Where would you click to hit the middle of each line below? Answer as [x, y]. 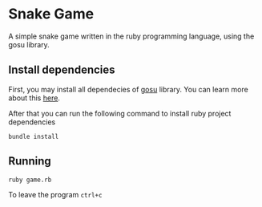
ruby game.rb [30, 180]
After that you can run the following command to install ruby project [120, 113]
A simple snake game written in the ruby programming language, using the [131, 36]
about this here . [34, 98]
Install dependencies [62, 70]
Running [30, 161]
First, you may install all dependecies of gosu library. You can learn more [128, 89]
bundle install [34, 136]
